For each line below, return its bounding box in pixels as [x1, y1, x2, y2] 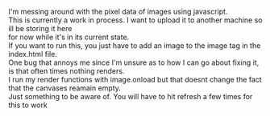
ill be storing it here [8, 24, 73, 33]
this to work [8, 100, 48, 110]
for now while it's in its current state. [8, 32, 130, 42]
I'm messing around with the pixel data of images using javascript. [8, 7, 228, 16]
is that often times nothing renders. [8, 66, 125, 75]
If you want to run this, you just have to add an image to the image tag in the [8, 41, 261, 50]
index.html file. [8, 50, 58, 58]
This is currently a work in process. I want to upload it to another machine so [8, 15, 263, 25]
